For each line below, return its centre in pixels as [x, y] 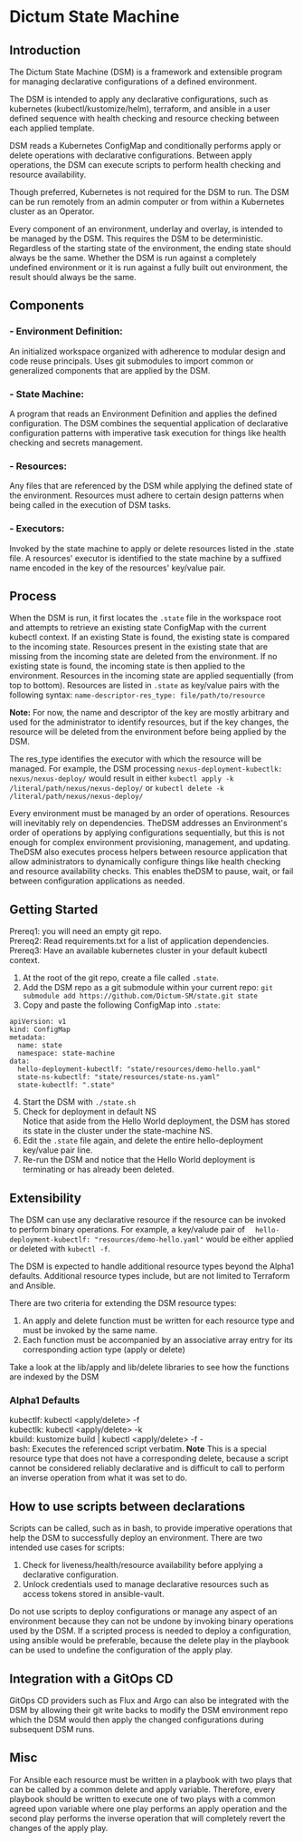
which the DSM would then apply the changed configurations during [137, 1720]
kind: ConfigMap [40, 1030]
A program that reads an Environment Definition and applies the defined [143, 414]
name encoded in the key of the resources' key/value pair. [118, 568]
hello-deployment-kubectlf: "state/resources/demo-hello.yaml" [139, 1069]
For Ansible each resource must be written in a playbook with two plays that [151, 1779]
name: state [40, 1046]
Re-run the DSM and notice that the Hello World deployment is [139, 1160]
